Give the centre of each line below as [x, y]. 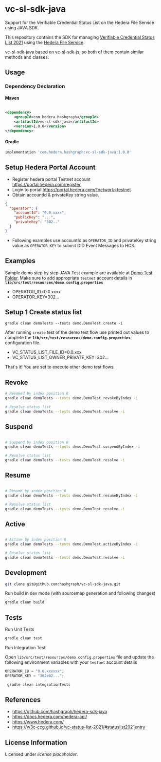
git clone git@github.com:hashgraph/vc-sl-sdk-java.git [63, 584]
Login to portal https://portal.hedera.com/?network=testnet [72, 190]
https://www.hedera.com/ [38, 722]
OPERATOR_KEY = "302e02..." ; [35, 675]
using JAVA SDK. [22, 27]
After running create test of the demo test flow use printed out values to [77, 332]
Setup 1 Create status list [44, 312]
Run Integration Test [25, 647]
